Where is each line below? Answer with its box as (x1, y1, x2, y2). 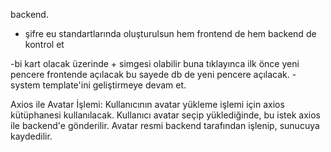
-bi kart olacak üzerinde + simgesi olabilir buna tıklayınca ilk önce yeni (10, 58, 300, 69)
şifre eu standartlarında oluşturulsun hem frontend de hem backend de (24, 28, 317, 39)
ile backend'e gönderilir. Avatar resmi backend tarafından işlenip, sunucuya (10, 120, 320, 131)
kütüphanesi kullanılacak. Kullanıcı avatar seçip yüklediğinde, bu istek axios (10, 109, 321, 121)
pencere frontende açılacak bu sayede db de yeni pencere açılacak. (10, 69, 290, 80)
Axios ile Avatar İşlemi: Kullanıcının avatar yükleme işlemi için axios (10, 99, 285, 110)
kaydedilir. (10, 130, 53, 142)
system (10, 79, 41, 91)
